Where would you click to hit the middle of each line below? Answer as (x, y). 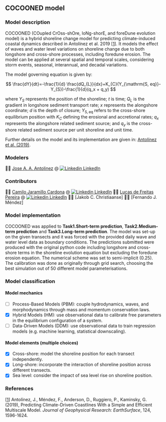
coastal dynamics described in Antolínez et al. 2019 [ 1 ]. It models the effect (82, 44)
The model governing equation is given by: (49, 74)
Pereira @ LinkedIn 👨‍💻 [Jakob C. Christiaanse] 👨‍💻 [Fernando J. (81, 197)
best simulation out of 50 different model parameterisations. (66, 268)
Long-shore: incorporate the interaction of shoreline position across (82, 364)
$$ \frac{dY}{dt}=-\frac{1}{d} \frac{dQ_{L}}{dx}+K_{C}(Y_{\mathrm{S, (77, 84)
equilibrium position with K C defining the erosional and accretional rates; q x (82, 118)
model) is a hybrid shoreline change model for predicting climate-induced (80, 38)
